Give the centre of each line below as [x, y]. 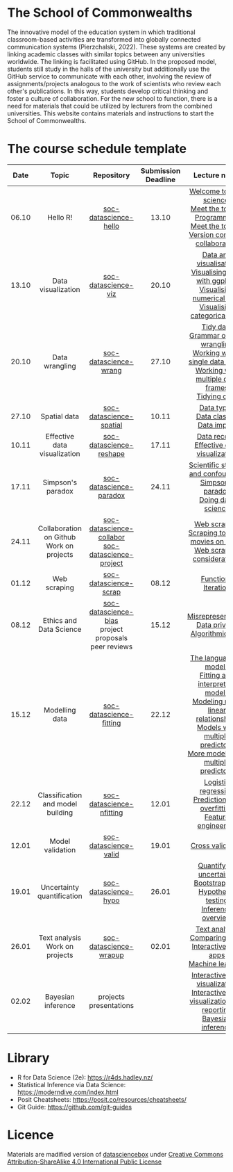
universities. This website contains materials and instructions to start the [111, 113]
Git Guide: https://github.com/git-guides [75, 1107]
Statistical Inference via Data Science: [71, 1084]
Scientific [204, 465]
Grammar [204, 335]
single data [206, 361]
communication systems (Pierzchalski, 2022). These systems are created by [116, 47]
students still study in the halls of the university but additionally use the [109, 69]
